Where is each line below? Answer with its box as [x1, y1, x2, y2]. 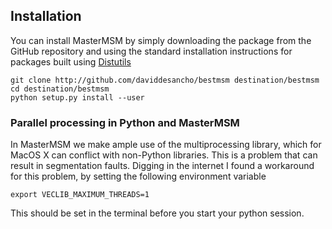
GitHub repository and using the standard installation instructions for [10, 45, 293, 57]
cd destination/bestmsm [10, 84, 110, 94]
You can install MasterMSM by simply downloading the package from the [10, 34, 312, 46]
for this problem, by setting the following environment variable [10, 170, 267, 183]
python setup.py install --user [10, 92, 145, 103]
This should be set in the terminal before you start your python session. [10, 207, 305, 219]
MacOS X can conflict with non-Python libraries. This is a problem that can [10, 149, 318, 161]
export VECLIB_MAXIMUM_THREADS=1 [10, 190, 150, 200]
